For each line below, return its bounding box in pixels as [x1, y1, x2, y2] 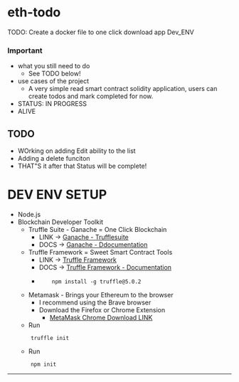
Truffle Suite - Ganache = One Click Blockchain [28, 225, 167, 233]
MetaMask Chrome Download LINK [49, 313, 153, 322]
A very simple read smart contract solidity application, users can [28, 85, 218, 93]
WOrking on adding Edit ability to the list [17, 147, 137, 155]
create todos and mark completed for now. [28, 92, 154, 100]
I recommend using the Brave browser [38, 298, 152, 307]
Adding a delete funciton [17, 154, 90, 163]
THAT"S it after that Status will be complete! [17, 161, 147, 171]
